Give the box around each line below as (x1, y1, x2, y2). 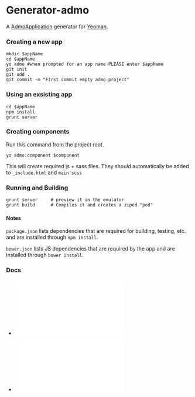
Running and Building (6, 184, 69, 192)
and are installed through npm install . (6, 233, 98, 241)
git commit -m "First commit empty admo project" (6, 77, 130, 83)
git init (6, 66, 28, 72)
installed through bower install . (6, 251, 84, 259)
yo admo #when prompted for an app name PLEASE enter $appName (6, 61, 164, 68)
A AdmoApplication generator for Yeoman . (6, 23, 108, 30)
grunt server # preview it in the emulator (6, 197, 125, 203)
